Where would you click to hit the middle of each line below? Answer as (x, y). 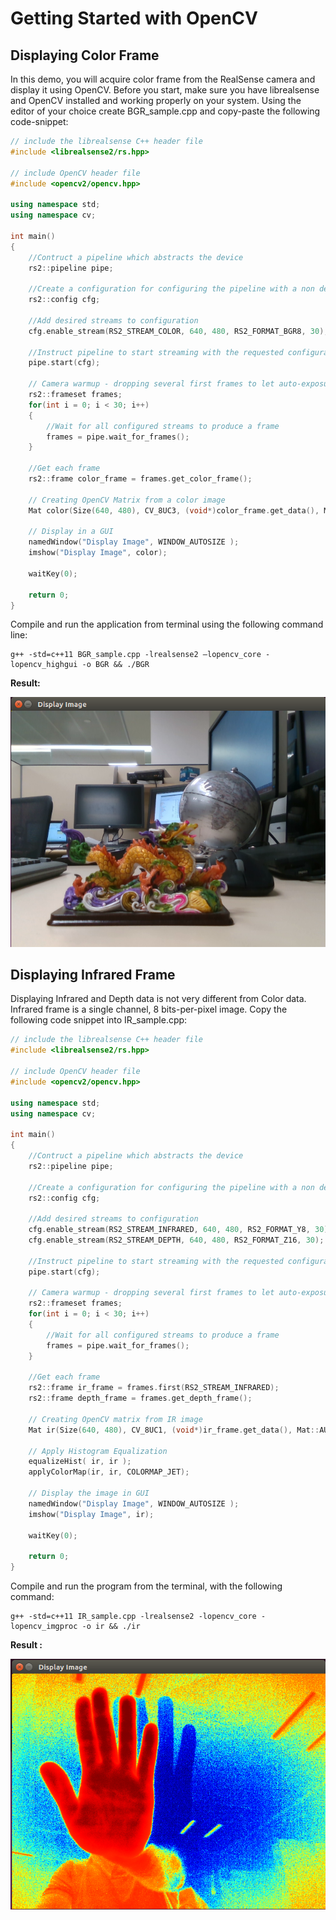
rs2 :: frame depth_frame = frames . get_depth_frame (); (140, 1398)
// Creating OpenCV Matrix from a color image (127, 500)
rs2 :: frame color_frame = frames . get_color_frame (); (140, 479)
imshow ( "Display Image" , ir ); (91, 1514)
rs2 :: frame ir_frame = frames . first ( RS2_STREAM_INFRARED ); (154, 1388)
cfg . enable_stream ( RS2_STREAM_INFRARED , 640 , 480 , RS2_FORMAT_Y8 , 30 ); (180, 1230)
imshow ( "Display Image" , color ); (98, 553)
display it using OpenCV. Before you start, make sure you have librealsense (165, 90)
